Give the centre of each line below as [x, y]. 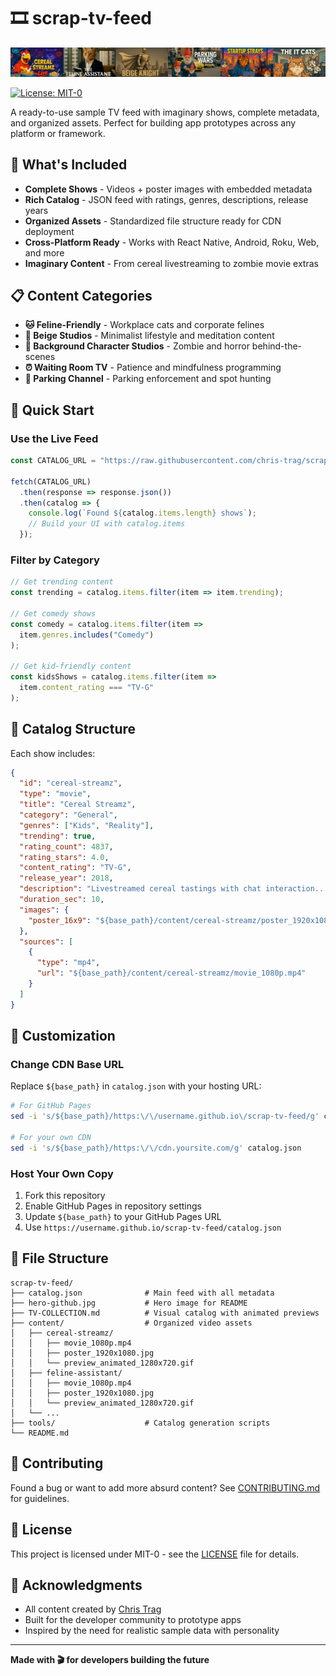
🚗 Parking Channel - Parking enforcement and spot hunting [148, 379]
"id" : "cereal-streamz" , [71, 783]
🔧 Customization [63, 1036]
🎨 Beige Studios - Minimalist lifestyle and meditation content [149, 336]
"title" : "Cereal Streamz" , [78, 805]
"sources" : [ [46, 941]
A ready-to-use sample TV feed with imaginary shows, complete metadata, [165, 112]
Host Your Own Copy [62, 1173]
